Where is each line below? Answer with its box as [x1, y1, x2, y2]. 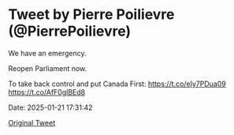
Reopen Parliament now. [8, 63, 87, 73]
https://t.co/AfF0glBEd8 [8, 87, 85, 96]
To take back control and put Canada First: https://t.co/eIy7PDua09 [8, 79, 226, 88]
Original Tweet [8, 118, 56, 127]
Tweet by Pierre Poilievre [8, 6, 175, 24]
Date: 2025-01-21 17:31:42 [8, 103, 93, 112]
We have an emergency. [8, 48, 87, 58]
